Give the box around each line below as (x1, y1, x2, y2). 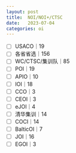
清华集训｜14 (14, 110, 47, 118)
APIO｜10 (14, 73, 39, 80)
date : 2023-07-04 (6, 20, 55, 26)
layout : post (6, 8, 39, 15)
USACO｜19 (14, 43, 45, 50)
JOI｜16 (14, 133, 35, 140)
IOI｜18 (14, 80, 33, 88)
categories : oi (6, 25, 44, 32)
